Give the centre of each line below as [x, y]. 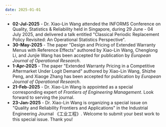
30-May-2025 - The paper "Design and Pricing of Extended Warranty [84, 44]
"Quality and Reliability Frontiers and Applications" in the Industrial [80, 108]
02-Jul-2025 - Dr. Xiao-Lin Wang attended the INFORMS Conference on [86, 24]
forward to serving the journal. [43, 97]
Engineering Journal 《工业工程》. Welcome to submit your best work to [86, 114]
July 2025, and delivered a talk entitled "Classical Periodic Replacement [86, 34]
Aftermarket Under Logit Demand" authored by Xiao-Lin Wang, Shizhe [84, 71]
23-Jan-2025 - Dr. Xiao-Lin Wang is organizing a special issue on [80, 102]
